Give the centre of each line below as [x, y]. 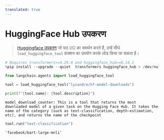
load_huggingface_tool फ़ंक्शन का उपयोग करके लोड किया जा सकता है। [78, 53]
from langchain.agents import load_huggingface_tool [60, 76]
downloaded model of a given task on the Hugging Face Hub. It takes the [82, 106]
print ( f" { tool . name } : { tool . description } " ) [50, 93]
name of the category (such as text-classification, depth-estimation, [79, 111]
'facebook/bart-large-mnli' [34, 133]
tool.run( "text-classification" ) [39, 124]
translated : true [23, 10]
